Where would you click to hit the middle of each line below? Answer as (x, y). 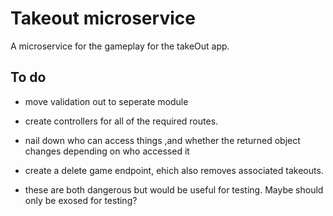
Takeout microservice (103, 18)
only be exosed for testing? (81, 200)
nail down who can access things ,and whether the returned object (162, 140)
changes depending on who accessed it (107, 151)
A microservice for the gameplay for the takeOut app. (120, 46)
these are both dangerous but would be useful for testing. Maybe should (174, 189)
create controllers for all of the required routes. (121, 121)
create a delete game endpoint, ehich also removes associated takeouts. (174, 170)
